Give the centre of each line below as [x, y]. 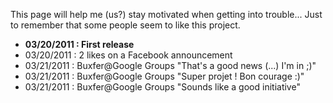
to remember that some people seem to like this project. [125, 25]
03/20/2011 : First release [79, 44]
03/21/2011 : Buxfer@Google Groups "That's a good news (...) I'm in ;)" [170, 65]
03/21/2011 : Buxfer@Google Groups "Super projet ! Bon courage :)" [164, 76]
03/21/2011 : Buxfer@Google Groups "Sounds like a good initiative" [162, 87]
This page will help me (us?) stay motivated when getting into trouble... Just [166, 14]
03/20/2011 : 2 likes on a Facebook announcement [128, 55]
